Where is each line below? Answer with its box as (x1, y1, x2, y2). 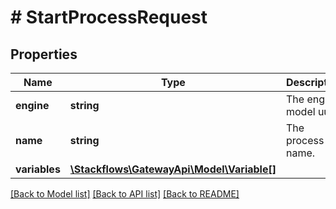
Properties (10, 46, 78, 63)
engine (15, 99, 50, 112)
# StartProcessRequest (10, 6, 208, 29)
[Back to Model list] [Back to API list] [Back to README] (10, 188, 240, 200)
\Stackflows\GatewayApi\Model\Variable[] (69, 162, 277, 176)
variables (15, 162, 61, 176)
